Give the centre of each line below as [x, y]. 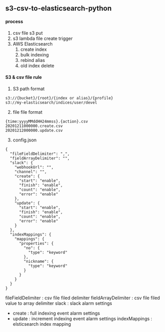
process [14, 21]
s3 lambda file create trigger [43, 38]
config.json [25, 140]
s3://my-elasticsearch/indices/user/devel [51, 102]
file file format [27, 112]
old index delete [37, 66]
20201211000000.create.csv [34, 126]
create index [34, 49]
